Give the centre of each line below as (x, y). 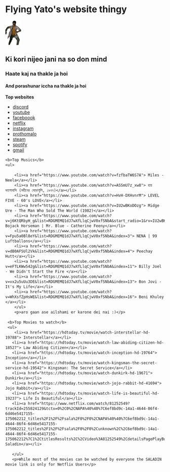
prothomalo (25, 134)
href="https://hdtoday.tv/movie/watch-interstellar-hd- (90, 333)
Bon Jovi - (150, 282)
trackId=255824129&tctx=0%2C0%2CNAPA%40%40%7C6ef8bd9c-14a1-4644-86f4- (82, 409)
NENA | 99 (147, 236)
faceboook (24, 118)
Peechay (144, 251)
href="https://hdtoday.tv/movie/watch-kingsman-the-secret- (92, 363)
